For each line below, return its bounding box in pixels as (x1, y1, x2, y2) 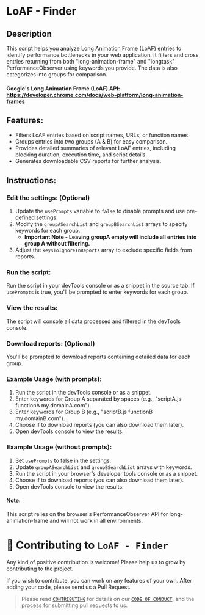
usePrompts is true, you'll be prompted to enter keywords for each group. (6, 288, 189, 296)
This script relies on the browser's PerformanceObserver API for (6, 510, 168, 517)
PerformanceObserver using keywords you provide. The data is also (6, 64, 178, 71)
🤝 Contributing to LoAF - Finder (6, 538, 169, 552)
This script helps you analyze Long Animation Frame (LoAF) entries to (6, 45, 182, 52)
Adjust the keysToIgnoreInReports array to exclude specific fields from (15, 246, 192, 254)
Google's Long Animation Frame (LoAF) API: (6, 84, 120, 92)
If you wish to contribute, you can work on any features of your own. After (6, 577, 192, 584)
